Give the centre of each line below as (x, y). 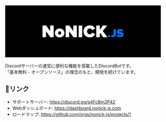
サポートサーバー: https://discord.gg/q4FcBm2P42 (64, 102)
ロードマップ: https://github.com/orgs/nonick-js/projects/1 (71, 114)
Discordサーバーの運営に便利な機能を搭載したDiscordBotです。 (70, 66)
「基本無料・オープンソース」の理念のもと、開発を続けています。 (72, 72)
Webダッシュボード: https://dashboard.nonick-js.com (67, 108)
